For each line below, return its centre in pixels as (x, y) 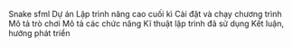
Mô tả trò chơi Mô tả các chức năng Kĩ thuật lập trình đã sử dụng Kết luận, (146, 23)
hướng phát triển (39, 33)
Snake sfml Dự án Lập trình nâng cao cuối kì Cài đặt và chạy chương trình (145, 14)
